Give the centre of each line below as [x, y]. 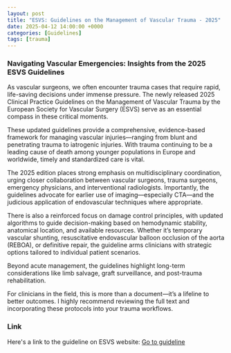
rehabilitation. [27, 280]
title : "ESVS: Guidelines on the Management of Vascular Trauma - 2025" [114, 20]
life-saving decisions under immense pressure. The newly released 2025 [111, 95]
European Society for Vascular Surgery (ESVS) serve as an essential [104, 109]
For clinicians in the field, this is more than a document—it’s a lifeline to [108, 294]
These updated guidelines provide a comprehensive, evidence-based [106, 130]
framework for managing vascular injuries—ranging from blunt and [102, 137]
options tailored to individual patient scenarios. [74, 253]
